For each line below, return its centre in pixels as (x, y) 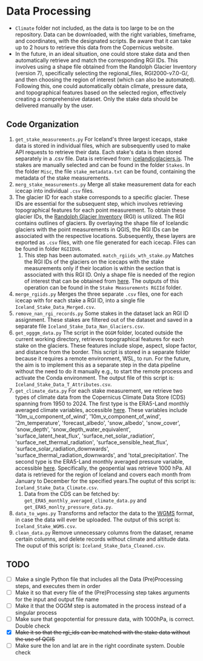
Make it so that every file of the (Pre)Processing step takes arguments (102, 592)
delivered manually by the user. (54, 105)
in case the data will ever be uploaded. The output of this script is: (98, 520)
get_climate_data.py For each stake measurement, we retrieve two (99, 390)
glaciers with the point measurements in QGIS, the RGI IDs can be (97, 229)
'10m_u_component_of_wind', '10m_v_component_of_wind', (88, 416)
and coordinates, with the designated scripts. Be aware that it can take (103, 41)
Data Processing (49, 11)
